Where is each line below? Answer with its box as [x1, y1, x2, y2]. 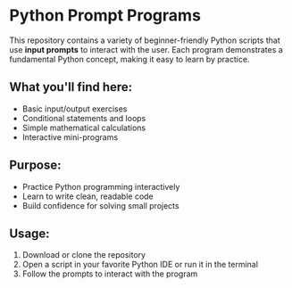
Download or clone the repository [21, 250, 146, 260]
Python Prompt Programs [9, 5, 201, 26]
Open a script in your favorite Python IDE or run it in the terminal [21, 259, 259, 270]
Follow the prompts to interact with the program [21, 268, 198, 279]
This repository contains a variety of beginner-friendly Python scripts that [9, 35, 280, 45]
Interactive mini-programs [21, 131, 119, 143]
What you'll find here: [9, 79, 133, 95]
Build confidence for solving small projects [21, 200, 180, 210]
